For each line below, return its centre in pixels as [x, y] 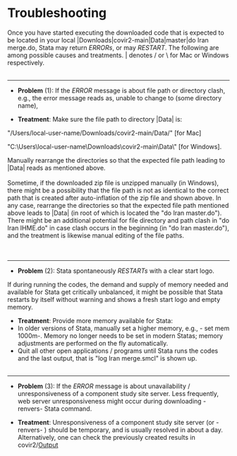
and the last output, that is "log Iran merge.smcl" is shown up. [107, 358]
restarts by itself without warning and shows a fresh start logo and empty [114, 299]
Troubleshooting [57, 13]
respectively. [26, 62]
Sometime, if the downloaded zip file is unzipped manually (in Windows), [113, 182]
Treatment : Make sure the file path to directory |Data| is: [100, 119]
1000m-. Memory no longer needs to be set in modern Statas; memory [120, 335]
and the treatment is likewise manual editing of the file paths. [96, 235]
